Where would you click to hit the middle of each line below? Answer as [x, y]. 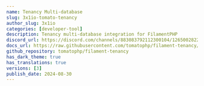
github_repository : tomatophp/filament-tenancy [68, 51]
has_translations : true [36, 62]
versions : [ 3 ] [24, 68]
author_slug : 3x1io [31, 23]
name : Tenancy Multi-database [45, 12]
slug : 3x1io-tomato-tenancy [42, 18]
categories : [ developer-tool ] [45, 29]
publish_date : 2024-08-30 [39, 74]
